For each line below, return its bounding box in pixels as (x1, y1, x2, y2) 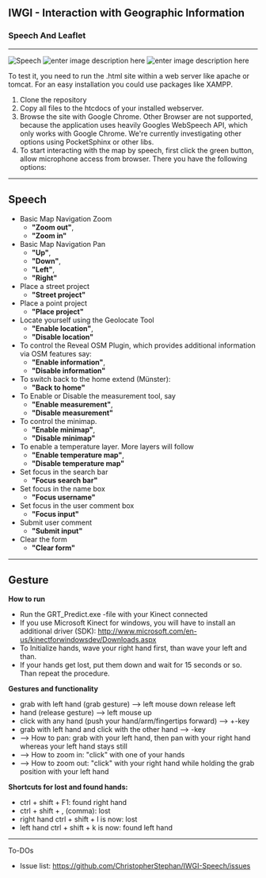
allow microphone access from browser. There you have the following (19, 154, 248, 164)
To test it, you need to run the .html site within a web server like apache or (8, 71, 250, 80)
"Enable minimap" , (31, 425, 96, 434)
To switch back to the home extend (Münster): (19, 374, 171, 383)
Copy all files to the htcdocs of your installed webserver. (19, 103, 204, 113)
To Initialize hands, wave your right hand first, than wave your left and (19, 643, 247, 653)
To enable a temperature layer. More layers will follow (19, 441, 194, 451)
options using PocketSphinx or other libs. (19, 137, 154, 146)
